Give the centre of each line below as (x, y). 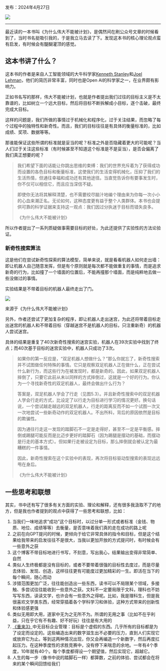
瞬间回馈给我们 (45, 664)
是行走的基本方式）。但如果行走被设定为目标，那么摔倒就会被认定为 (85, 442)
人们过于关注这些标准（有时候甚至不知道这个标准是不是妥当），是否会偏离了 (82, 149)
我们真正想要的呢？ (25, 155)
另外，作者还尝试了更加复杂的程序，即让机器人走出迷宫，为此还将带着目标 (81, 319)
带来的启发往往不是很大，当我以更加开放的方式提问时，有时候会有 (92, 540)
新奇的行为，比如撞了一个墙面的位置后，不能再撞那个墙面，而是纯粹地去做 (81, 272)
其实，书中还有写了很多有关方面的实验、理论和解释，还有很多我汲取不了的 (81, 505)
